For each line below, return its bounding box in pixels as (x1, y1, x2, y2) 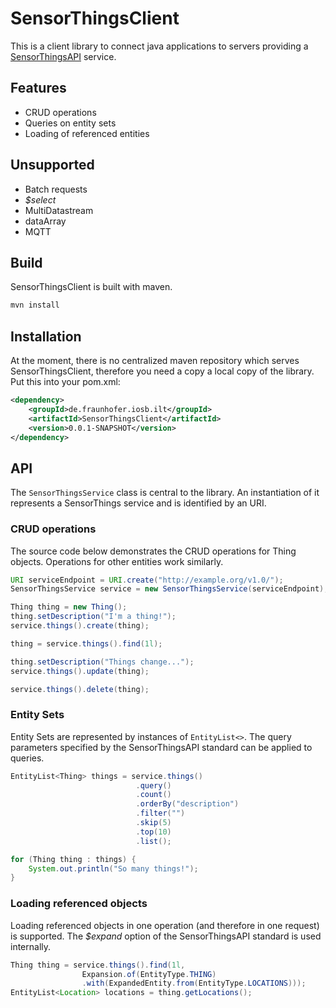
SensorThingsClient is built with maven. (10, 281, 173, 293)
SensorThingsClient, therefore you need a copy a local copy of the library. (10, 365, 315, 377)
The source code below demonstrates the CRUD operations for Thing (10, 545, 297, 557)
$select (24, 193, 57, 206)
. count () (135, 790, 172, 800)
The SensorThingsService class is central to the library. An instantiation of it (10, 487, 320, 499)
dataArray (24, 215, 67, 227)
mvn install (10, 300, 60, 311)
